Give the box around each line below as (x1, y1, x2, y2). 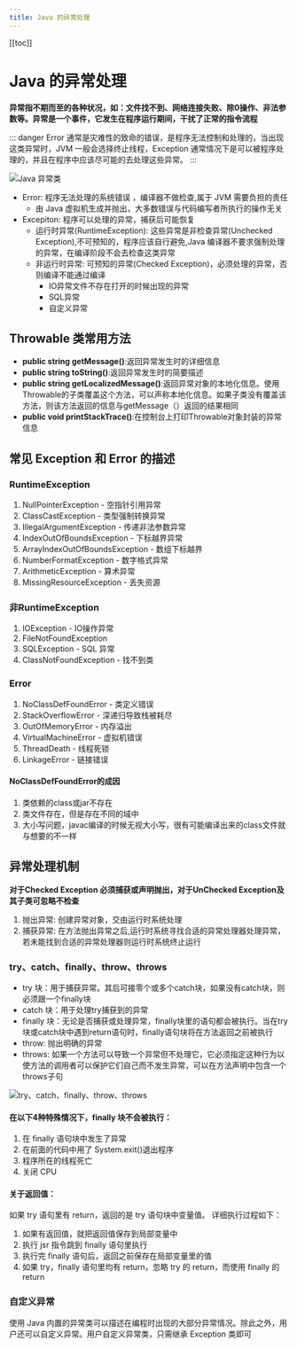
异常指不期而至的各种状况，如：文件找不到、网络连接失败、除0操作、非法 (9, 102, 279, 113)
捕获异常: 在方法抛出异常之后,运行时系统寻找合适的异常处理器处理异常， (21, 925, 285, 936)
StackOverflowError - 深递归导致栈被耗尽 (21, 710, 173, 721)
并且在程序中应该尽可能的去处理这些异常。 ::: (32, 154, 198, 165)
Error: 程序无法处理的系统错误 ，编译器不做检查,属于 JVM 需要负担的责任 (21, 191, 288, 202)
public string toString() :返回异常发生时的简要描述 (21, 367, 204, 378)
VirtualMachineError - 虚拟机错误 (21, 732, 143, 743)
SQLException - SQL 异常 (21, 643, 115, 654)
